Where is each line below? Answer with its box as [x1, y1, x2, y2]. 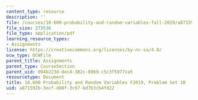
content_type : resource [6, 8, 65, 15]
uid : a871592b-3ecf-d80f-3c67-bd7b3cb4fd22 [6, 85, 115, 91]
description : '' [6, 14, 46, 20]
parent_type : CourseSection [6, 63, 75, 69]
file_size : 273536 [6, 25, 51, 31]
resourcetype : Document [6, 74, 65, 80]
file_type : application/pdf [6, 31, 75, 36]
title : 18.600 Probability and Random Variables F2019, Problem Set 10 [6, 80, 186, 86]
